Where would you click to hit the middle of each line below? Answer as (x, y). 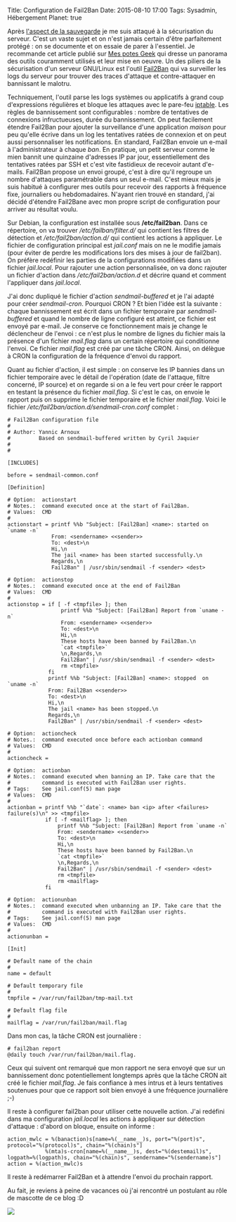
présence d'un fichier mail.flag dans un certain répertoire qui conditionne (113, 341)
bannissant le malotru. (39, 83)
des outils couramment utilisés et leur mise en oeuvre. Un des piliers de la (114, 61)
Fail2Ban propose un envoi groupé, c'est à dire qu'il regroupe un (119, 172)
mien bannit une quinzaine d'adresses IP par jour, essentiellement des (109, 157)
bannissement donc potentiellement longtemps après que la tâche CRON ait (117, 1075)
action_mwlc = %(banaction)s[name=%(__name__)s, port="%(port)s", (106, 1139)
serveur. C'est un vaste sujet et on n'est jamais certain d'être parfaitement (114, 39)
